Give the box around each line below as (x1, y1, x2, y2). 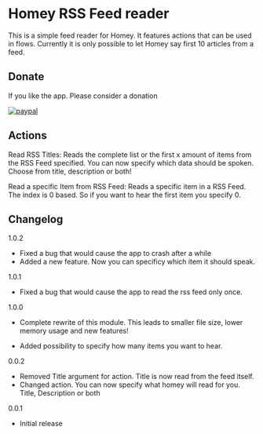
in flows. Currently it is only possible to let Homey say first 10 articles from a (8, 38, 254, 48)
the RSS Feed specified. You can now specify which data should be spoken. (8, 158, 254, 167)
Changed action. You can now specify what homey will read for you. (19, 380, 241, 389)
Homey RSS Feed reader (8, 5, 170, 23)
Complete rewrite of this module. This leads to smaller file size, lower (19, 318, 243, 327)
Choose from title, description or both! (8, 166, 132, 176)
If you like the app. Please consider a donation (8, 91, 159, 100)
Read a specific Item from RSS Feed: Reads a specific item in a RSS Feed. (8, 181, 247, 191)
